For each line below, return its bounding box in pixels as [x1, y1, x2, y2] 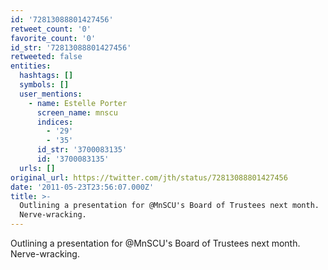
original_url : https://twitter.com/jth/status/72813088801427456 [10, 172, 288, 183]
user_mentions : [19, 89, 83, 99]
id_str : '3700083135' [36, 145, 128, 155]
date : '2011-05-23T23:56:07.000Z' [10, 182, 155, 192]
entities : [10, 61, 52, 71]
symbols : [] [19, 80, 70, 90]
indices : [36, 117, 74, 127]
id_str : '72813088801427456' [10, 42, 132, 53]
